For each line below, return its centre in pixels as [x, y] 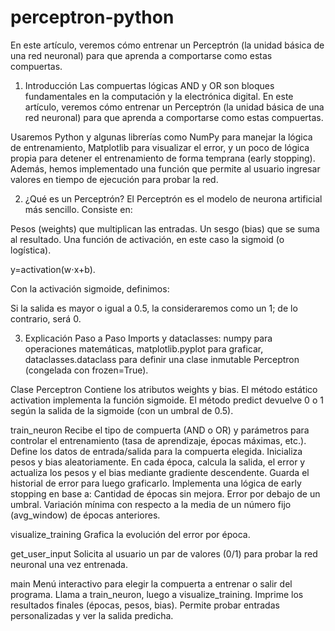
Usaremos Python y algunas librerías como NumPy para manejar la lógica [161, 137]
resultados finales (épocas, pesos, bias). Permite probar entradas [145, 605]
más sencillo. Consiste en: [78, 209]
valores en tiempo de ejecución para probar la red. [114, 179]
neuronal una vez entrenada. [69, 564]
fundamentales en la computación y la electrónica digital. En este [159, 96]
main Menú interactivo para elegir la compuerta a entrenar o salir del [151, 583]
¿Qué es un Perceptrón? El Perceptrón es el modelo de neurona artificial [173, 198]
